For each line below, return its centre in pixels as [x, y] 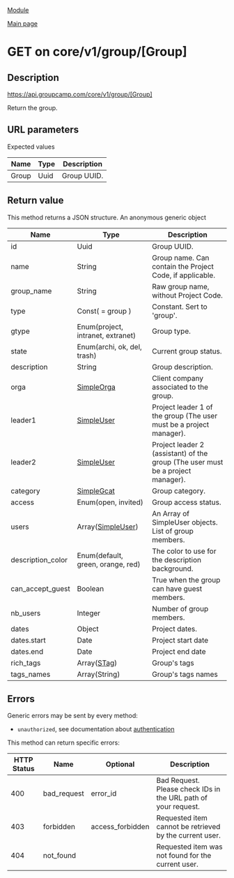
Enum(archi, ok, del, [110, 346]
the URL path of [182, 798]
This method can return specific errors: [63, 742]
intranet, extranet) [106, 335]
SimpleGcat [96, 490]
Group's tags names [185, 674]
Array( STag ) [97, 663]
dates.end [27, 651]
